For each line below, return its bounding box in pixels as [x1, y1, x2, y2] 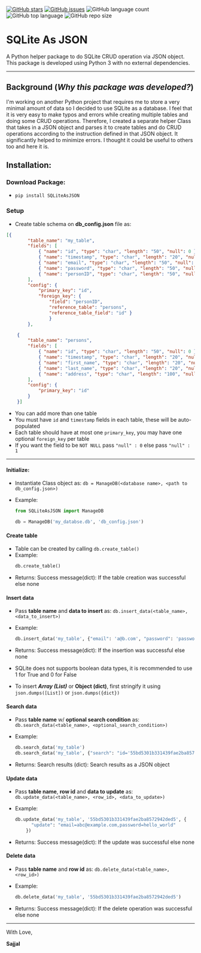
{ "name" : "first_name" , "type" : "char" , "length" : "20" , [38, 360, 186, 366]
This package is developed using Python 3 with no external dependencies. [6, 59, 190, 66]
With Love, [6, 928, 33, 936]
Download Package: [6, 178, 66, 187]
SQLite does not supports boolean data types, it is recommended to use [14, 665, 193, 672]
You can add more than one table [14, 410, 98, 417]
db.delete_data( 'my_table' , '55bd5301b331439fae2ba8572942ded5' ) [14, 894, 181, 900]
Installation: [6, 160, 52, 170]
